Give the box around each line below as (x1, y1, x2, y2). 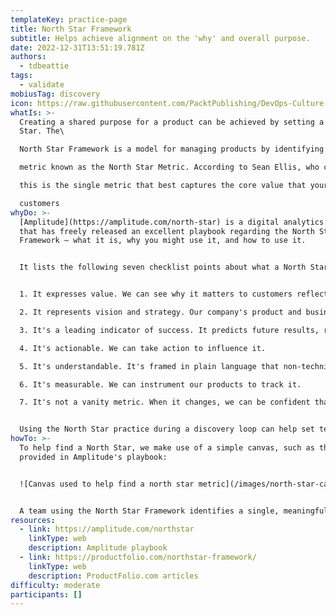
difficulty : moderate (10, 580, 101, 590)
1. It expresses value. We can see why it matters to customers (19, 289, 293, 300)
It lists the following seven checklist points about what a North (19, 262, 307, 273)
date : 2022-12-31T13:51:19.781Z (10, 42, 145, 53)
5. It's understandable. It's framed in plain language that (19, 361, 280, 371)
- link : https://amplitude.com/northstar (19, 524, 195, 535)
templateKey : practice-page (10, 14, 128, 25)
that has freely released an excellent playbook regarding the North (19, 226, 315, 236)
